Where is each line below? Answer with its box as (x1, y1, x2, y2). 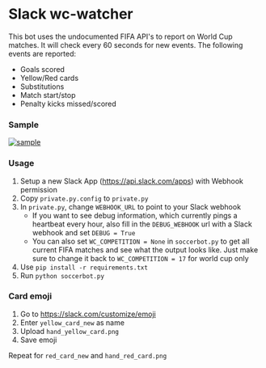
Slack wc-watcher (8, 5, 133, 23)
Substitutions (19, 82, 65, 91)
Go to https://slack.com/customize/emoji (19, 309, 156, 319)
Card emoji (8, 290, 53, 302)
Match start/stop (19, 90, 76, 99)
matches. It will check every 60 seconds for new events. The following (8, 40, 243, 49)
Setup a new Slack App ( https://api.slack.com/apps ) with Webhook (19, 176, 244, 186)
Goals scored (19, 64, 65, 74)
